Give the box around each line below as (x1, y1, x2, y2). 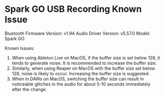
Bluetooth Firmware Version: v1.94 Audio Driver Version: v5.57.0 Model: (4, 30, 151, 36)
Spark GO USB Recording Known (4, 3, 142, 15)
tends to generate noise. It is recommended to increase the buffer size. (11, 60, 157, 66)
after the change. (11, 86, 48, 92)
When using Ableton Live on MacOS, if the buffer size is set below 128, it (11, 54, 161, 60)
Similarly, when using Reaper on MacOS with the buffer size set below (11, 65, 156, 71)
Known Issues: (4, 45, 35, 51)
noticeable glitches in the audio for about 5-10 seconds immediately (11, 81, 151, 87)
